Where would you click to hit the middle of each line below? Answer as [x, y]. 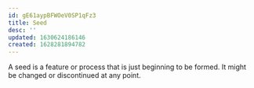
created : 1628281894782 [47, 45]
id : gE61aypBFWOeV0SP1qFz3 [52, 15]
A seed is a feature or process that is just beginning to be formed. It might [127, 67]
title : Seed [27, 23]
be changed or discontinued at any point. [74, 75]
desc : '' [22, 30]
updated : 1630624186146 [47, 37]
